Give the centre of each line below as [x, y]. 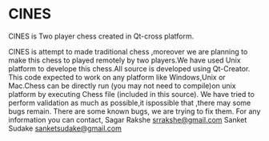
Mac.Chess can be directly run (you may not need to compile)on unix [122, 86]
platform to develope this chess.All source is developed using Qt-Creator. [129, 68]
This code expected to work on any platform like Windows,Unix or [117, 77]
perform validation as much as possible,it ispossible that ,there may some [130, 103]
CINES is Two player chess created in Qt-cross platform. [101, 36]
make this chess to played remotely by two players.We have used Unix [125, 60]
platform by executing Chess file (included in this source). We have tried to [131, 94]
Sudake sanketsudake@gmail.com [65, 128]
